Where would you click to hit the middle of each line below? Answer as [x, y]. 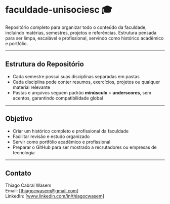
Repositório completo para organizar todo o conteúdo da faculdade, [76, 27]
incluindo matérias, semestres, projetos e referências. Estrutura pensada [81, 32]
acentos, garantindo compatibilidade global [58, 98]
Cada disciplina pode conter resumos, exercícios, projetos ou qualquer [86, 82]
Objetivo [19, 119]
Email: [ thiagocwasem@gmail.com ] [42, 191]
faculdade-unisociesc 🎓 [59, 10]
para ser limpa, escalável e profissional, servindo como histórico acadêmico [84, 38]
